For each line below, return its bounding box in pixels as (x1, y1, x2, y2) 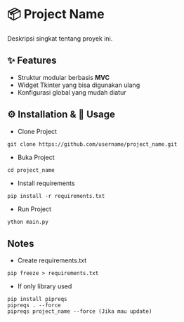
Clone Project (17, 127, 58, 135)
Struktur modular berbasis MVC (17, 73, 110, 81)
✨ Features (7, 55, 57, 67)
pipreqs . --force (7, 302, 61, 309)
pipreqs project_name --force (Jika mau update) (7, 308, 152, 315)
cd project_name (7, 166, 55, 173)
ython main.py (7, 218, 49, 225)
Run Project (17, 205, 51, 213)
